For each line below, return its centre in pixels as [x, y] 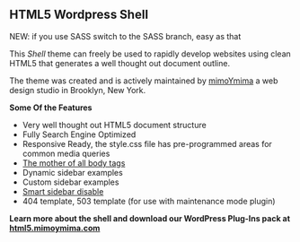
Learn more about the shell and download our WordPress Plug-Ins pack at [150, 218]
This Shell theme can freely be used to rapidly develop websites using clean [150, 54]
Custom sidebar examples [71, 182]
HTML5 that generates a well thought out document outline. [120, 63]
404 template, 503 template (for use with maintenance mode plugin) [149, 201]
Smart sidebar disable [63, 191]
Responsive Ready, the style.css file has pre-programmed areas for [147, 143]
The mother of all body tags [74, 163]
